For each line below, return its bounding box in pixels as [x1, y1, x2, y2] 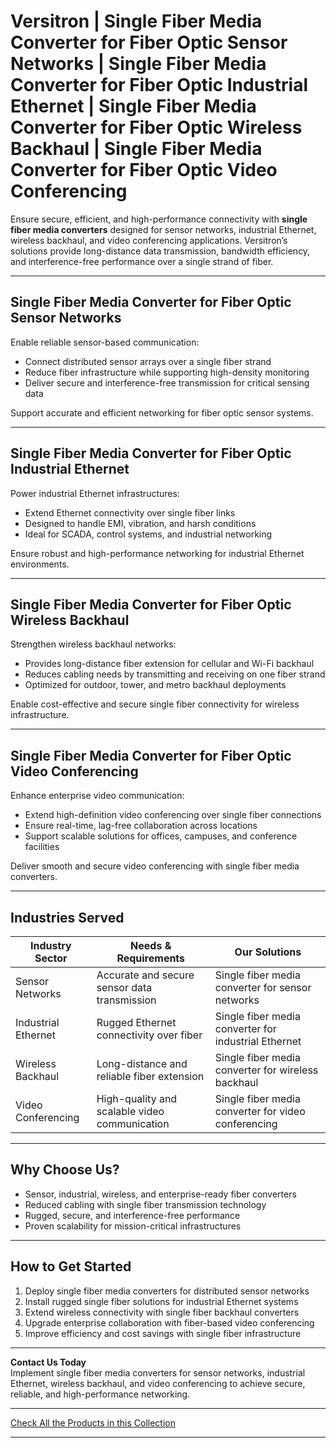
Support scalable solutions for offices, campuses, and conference [24, 830, 298, 842]
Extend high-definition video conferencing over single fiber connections [24, 809, 322, 821]
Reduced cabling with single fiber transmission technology [24, 1198, 267, 1210]
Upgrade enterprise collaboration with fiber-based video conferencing [24, 1316, 315, 1329]
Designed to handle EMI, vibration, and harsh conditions [24, 517, 257, 529]
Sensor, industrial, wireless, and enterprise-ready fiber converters [24, 1188, 297, 1200]
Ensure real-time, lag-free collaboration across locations [24, 820, 258, 832]
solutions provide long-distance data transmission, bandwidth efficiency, [10, 245, 311, 257]
